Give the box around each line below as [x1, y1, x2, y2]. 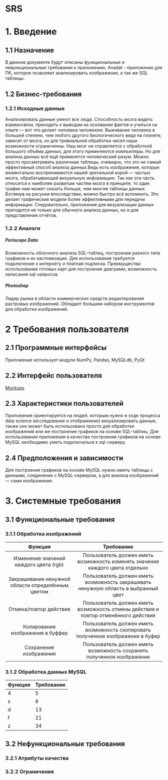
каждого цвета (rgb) [14, 561, 64, 568]
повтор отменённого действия [80, 612, 156, 619]
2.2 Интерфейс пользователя [5, 371, 102, 380]
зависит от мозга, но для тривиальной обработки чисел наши [5, 138, 137, 144]
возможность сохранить [88, 647, 148, 654]
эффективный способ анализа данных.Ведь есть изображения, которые [5, 164, 160, 170]
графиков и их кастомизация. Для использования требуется [5, 255, 135, 261]
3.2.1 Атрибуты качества [5, 754, 69, 761]
